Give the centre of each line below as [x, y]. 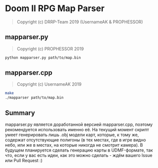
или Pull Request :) [24, 160]
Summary [20, 113]
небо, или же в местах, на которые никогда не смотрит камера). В [74, 145]
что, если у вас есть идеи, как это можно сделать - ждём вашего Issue [79, 155]
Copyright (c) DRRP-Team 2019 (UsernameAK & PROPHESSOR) [80, 22]
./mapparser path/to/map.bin [34, 98]
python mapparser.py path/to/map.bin [43, 58]
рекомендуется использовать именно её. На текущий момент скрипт [77, 130]
